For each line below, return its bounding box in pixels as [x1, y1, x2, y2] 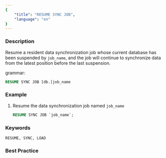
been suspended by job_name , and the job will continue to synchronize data [5, 55, 161, 61]
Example [5, 91, 27, 98]
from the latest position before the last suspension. [5, 60, 111, 66]
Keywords [5, 124, 31, 131]
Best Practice [5, 147, 39, 154]
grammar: [5, 70, 26, 76]
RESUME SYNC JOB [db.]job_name [5, 79, 71, 84]
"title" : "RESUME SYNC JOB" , [14, 12, 75, 17]
